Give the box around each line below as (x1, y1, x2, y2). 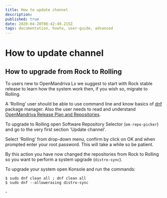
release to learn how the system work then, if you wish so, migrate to (5, 86, 148, 92)
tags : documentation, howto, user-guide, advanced (5, 26, 113, 31)
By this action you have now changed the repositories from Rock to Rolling (5, 151, 159, 157)
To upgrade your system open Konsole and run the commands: (5, 166, 135, 172)
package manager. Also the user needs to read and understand (5, 106, 136, 112)
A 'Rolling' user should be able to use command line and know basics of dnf (5, 101, 162, 107)
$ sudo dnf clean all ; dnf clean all (5, 176, 86, 181)
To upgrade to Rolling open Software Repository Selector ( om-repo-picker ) (5, 121, 159, 127)
